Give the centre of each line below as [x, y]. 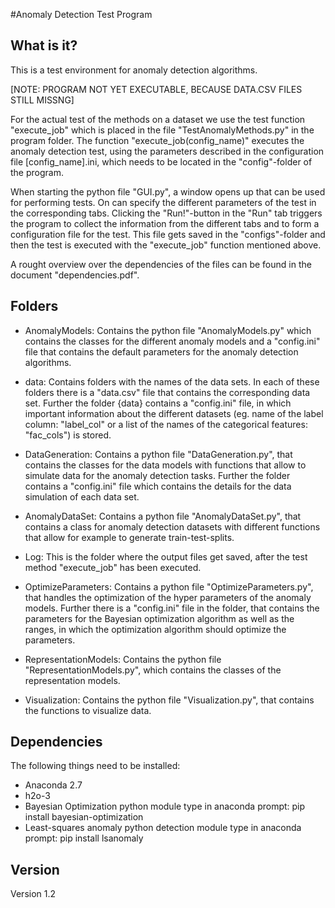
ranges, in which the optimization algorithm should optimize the [155, 629]
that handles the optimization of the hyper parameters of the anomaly [168, 597]
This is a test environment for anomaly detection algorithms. [134, 70]
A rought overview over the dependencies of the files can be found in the [161, 264]
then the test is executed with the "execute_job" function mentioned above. [166, 245]
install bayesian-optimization [84, 817]
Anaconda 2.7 [53, 785]
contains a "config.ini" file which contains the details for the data [158, 486]
